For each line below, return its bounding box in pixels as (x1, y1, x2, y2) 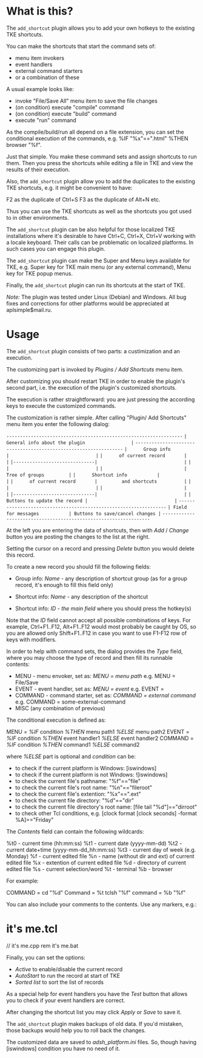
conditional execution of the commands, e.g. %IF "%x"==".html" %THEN (6, 135, 189, 142)
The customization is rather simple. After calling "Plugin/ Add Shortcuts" (6, 414, 187, 421)
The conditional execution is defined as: (6, 716, 106, 724)
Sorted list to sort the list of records (15, 978, 104, 986)
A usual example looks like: (6, 85, 74, 92)
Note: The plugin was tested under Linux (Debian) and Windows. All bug (6, 293, 187, 300)
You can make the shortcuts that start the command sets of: (6, 42, 156, 50)
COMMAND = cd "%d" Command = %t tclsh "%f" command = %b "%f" (6, 889, 186, 896)
